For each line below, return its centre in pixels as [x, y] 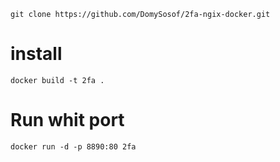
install [36, 54]
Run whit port [67, 120]
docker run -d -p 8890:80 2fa [73, 146]
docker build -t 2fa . [57, 80]
